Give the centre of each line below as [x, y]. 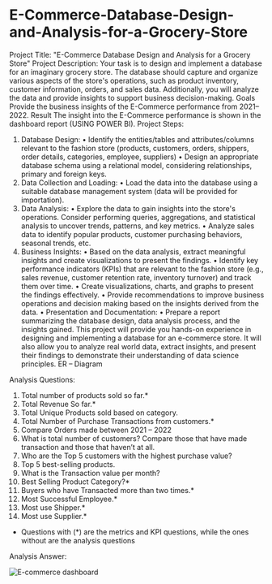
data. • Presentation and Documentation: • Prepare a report [121, 312]
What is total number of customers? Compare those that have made [134, 438]
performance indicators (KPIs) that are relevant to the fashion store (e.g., [142, 269]
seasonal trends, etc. [56, 243]
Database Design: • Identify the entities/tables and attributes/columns [137, 139]
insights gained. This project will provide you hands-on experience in [136, 329]
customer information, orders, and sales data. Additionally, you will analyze [134, 89]
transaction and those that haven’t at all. [88, 447]
